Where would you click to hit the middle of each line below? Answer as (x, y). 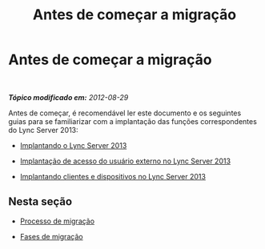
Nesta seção (40, 202)
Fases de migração (51, 236)
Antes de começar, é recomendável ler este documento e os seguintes (125, 113)
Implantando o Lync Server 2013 (73, 145)
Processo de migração (57, 221)
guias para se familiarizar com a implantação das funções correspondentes (133, 121)
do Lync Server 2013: (43, 130)
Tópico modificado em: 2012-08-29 (68, 97)
